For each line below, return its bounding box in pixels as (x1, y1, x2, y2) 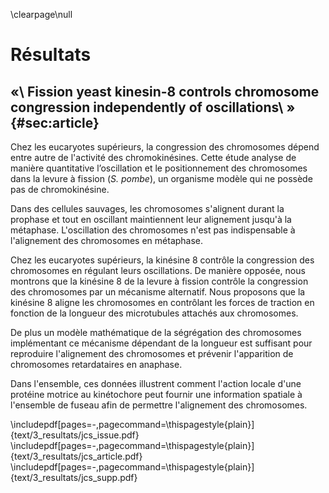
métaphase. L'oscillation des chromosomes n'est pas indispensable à (10, 224, 296, 236)
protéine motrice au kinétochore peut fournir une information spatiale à (10, 389, 303, 400)
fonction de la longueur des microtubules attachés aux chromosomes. (10, 307, 299, 319)
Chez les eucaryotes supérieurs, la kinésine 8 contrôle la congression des (10, 254, 315, 266)
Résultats (10, 44, 92, 66)
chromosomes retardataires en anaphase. (10, 359, 183, 370)
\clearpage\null (10, 9, 73, 20)
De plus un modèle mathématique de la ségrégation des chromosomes (10, 327, 302, 338)
